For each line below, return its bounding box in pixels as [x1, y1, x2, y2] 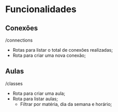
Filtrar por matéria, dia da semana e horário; [20, 101, 112, 107]
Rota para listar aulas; [12, 95, 58, 102]
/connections [5, 37, 33, 43]
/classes [5, 80, 23, 87]
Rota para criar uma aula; [12, 90, 65, 96]
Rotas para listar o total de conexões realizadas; [12, 47, 113, 53]
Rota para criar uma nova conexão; [12, 52, 86, 58]
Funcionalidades [5, 4, 77, 15]
